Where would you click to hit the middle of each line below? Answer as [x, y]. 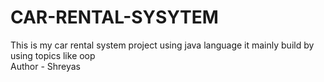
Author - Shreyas [46, 66]
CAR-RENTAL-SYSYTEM [114, 17]
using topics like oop [53, 55]
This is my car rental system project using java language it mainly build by [162, 45]
